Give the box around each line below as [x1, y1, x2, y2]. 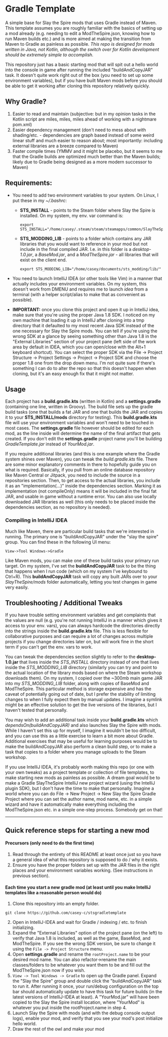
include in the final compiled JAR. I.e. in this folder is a [19, 246, 131, 252]
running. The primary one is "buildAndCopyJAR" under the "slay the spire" [5, 533, 159, 539]
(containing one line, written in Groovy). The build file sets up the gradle [5, 404, 153, 410]
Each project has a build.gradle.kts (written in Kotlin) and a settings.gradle [5, 398, 161, 405]
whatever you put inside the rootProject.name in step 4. [12, 1005, 127, 1011]
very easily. [5, 584, 29, 590]
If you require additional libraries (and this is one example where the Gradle [5, 451, 160, 457]
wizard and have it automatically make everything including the [5, 801, 135, 807]
